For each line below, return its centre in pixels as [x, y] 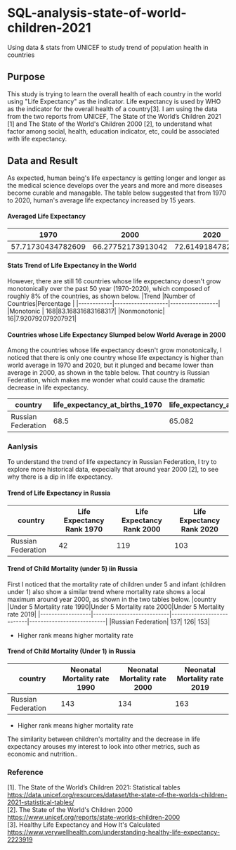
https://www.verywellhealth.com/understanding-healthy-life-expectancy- [113, 832]
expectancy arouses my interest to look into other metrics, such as [104, 747]
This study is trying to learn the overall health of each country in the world [114, 94]
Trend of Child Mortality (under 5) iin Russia [73, 569]
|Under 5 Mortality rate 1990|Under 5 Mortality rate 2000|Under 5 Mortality [116, 607]
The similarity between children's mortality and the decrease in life [104, 739]
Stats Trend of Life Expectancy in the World [72, 266]
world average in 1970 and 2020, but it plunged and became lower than [111, 365]
